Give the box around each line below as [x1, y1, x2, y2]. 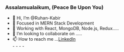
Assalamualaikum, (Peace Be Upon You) [5, 4, 104, 11]
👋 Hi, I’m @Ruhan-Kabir [12, 15, 61, 21]
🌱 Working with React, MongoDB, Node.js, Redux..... [12, 26, 119, 31]
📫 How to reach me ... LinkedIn [12, 36, 76, 42]
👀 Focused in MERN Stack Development [12, 20, 94, 26]
